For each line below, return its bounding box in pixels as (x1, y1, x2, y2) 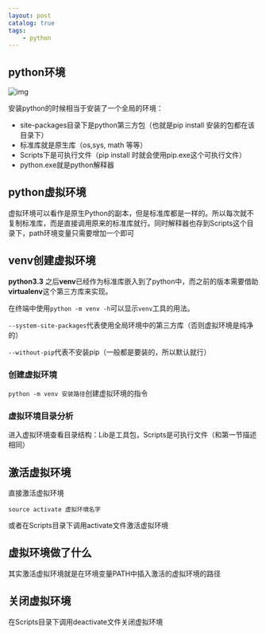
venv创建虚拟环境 (8, 254, 97, 268)
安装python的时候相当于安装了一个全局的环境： (8, 104, 164, 113)
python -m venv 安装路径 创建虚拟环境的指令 (8, 388, 148, 398)
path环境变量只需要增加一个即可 (29, 228, 135, 237)
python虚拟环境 (8, 186, 87, 199)
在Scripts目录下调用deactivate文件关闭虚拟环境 (8, 616, 164, 626)
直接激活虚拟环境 (8, 488, 64, 498)
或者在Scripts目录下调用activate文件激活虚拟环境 (8, 521, 169, 530)
